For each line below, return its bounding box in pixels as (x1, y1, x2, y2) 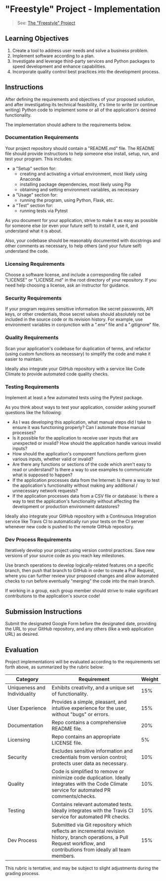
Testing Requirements (5, 383, 59, 390)
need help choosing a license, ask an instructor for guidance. (5, 282, 130, 289)
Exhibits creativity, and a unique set (51, 684, 134, 691)
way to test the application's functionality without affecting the (12, 498, 140, 505)
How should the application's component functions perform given (12, 451, 147, 457)
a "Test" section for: (12, 202, 53, 208)
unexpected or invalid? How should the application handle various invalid (12, 440, 161, 446)
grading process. (5, 870, 40, 876)
